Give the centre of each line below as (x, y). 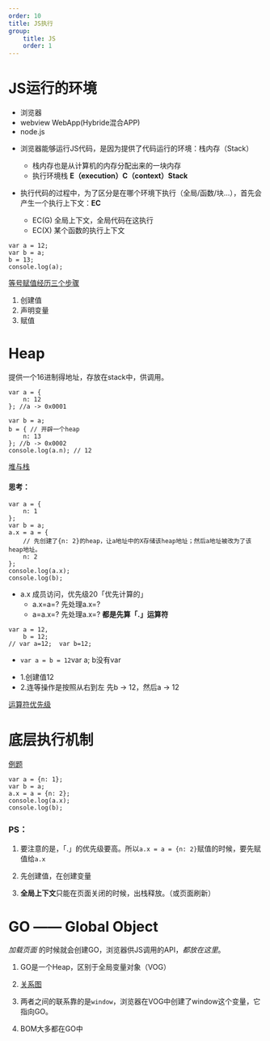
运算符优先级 (30, 704)
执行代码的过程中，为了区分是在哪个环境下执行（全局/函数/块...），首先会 (141, 193)
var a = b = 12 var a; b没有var (70, 660)
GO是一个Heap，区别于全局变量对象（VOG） (95, 967)
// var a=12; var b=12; (50, 644)
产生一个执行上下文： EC (60, 203)
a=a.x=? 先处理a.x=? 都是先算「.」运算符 (100, 614)
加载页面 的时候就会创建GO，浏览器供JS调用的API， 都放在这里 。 (117, 950)
